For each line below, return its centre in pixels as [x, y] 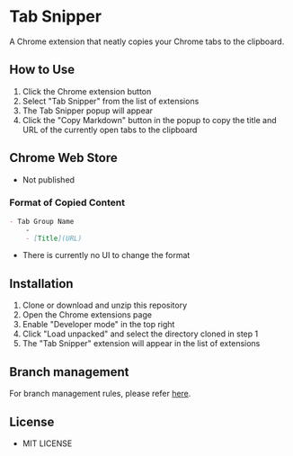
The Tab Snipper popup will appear [88, 111]
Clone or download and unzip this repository [105, 305]
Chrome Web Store [64, 158]
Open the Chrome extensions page [87, 315]
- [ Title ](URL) [54, 238]
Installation [41, 284]
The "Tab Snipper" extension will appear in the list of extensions [141, 344]
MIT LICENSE [47, 443]
